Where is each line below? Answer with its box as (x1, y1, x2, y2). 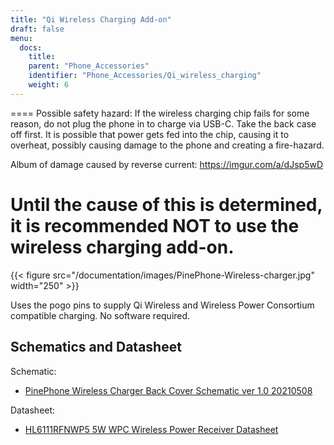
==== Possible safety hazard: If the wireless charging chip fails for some (10, 107, 310, 119)
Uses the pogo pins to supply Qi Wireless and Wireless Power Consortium (10, 299, 315, 311)
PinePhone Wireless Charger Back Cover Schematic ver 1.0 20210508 (24, 384, 313, 396)
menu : (10, 33, 33, 43)
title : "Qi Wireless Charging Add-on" (10, 14, 172, 25)
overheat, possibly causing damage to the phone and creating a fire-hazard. (10, 139, 325, 151)
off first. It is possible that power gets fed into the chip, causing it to (10, 128, 290, 140)
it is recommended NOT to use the (10, 214, 300, 237)
